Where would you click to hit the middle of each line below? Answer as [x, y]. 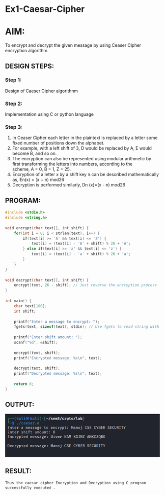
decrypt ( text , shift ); [37, 368]
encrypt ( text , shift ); [37, 353]
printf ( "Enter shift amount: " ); [48, 337]
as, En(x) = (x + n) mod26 [38, 180]
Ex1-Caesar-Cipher [45, 9]
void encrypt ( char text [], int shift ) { [47, 228]
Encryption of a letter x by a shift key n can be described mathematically [85, 175]
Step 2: [14, 104]
